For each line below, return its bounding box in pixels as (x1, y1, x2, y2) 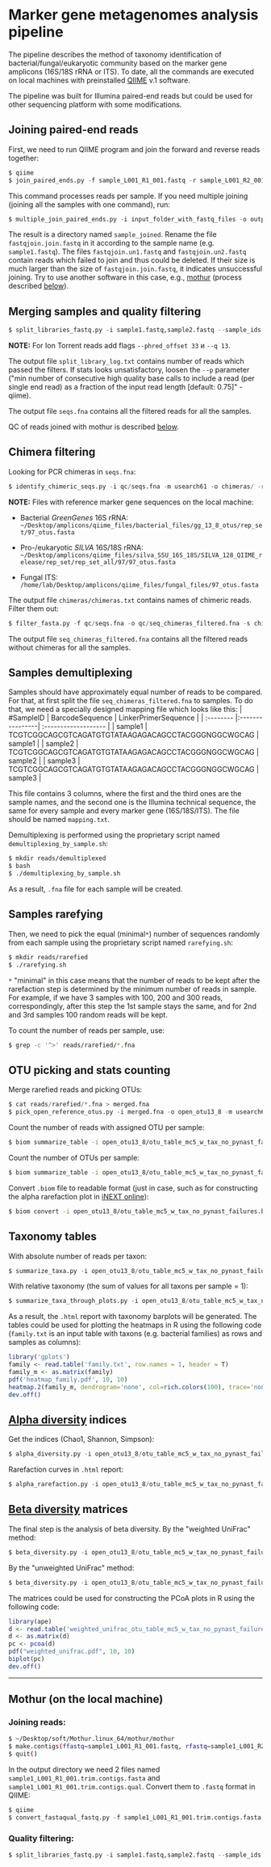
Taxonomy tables (8, 1230, 97, 1244)
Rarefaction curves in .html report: (8, 1465, 123, 1474)
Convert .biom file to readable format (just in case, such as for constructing (8, 1182, 258, 1193)
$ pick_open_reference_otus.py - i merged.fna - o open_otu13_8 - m (8, 1108, 232, 1116)
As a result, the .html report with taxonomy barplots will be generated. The (8, 1312, 257, 1321)
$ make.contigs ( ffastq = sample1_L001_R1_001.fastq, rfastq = (8, 1743, 211, 1751)
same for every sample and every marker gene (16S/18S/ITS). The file (8, 806, 240, 815)
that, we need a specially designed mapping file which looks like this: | (8, 705, 243, 714)
